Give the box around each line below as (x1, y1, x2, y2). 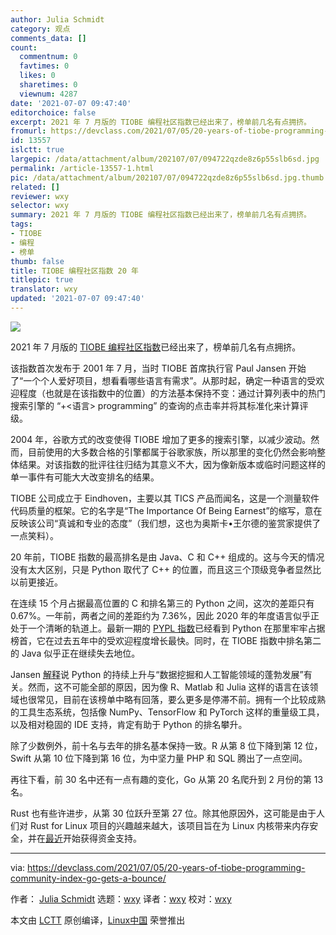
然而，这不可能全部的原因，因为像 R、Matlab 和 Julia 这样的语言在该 (27, 681, 310, 693)
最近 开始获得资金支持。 (45, 832, 142, 844)
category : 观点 (10, 24, 71, 34)
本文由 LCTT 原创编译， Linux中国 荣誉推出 (10, 914, 186, 926)
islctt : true (10, 145, 65, 155)
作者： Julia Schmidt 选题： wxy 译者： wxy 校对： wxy (10, 892, 232, 905)
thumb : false (10, 256, 65, 266)
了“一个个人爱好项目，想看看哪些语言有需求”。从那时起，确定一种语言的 (10, 374, 308, 386)
